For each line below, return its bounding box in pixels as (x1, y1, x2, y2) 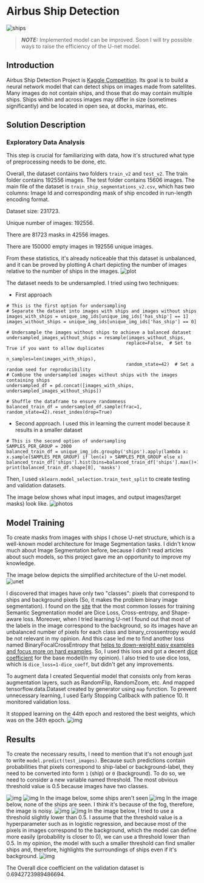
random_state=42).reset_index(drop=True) (6, 409, 113, 416)
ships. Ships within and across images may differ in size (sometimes (6, 95, 177, 103)
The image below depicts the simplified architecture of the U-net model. (6, 571, 187, 579)
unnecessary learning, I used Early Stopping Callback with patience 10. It (6, 692, 189, 699)
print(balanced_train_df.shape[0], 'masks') (6, 465, 121, 471)
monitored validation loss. (6, 698, 71, 706)
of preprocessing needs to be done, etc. (6, 158, 107, 165)
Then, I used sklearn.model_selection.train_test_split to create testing (6, 475, 190, 483)
